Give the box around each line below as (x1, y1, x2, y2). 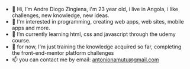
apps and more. (11, 24, 50, 31)
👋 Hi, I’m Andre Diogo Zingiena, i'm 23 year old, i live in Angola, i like (11, 6, 179, 12)
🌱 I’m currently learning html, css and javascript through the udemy (11, 31, 176, 38)
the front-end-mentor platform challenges (11, 50, 114, 56)
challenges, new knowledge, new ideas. (11, 12, 110, 19)
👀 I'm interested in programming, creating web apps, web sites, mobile (11, 18, 185, 25)
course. (11, 37, 31, 44)
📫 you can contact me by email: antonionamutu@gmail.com (11, 56, 159, 63)
